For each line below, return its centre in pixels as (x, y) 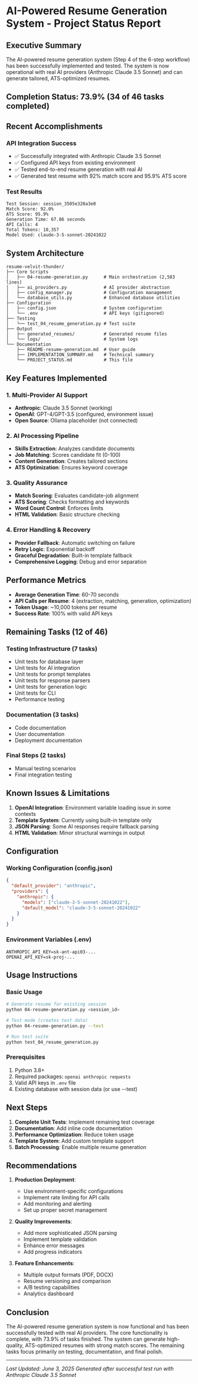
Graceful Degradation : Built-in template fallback (73, 555)
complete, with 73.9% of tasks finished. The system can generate (86, 1339)
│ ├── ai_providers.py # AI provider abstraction (88, 288)
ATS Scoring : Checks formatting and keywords (72, 502)
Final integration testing (43, 775)
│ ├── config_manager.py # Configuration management (89, 293)
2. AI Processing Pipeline (43, 435)
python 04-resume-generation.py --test (55, 1026)
